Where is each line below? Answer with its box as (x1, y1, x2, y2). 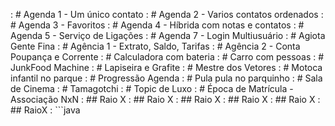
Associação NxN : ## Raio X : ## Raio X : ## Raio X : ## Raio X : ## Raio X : (10, 94, 321, 105)
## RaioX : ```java (10, 104, 81, 116)
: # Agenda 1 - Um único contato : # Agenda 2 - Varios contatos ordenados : (10, 9, 324, 20)
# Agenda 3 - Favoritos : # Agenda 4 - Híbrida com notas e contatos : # (10, 19, 305, 31)
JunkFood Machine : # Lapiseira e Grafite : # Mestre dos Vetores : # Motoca (10, 62, 323, 73)
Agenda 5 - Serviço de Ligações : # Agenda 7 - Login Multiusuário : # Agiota (10, 30, 326, 41)
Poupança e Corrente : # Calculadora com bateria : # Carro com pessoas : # (10, 51, 325, 63)
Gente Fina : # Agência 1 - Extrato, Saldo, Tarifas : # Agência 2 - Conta (10, 40, 301, 52)
